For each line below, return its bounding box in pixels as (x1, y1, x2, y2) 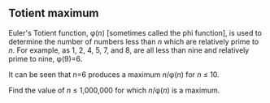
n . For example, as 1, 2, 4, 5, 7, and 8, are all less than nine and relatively (8, 45, 250, 55)
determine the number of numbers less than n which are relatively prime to (8, 36, 259, 46)
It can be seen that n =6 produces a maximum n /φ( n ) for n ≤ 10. (8, 69, 220, 79)
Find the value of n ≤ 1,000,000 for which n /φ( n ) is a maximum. (8, 85, 220, 95)
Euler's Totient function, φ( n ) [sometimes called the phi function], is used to (8, 28, 263, 37)
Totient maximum (8, 6, 99, 20)
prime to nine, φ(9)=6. (8, 54, 83, 63)
